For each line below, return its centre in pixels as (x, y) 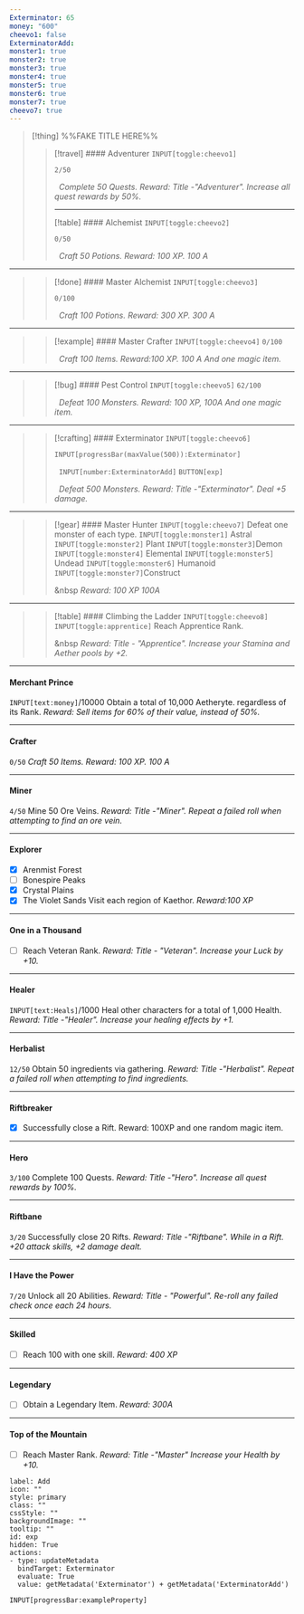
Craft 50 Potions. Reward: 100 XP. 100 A (133, 256)
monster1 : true (38, 52)
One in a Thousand (46, 930)
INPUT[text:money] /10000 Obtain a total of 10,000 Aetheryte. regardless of (148, 702)
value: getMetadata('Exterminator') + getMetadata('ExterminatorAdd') (153, 1584)
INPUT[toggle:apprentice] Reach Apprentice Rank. (149, 626)
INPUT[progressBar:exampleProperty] (78, 1600)
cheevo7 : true (36, 110)
